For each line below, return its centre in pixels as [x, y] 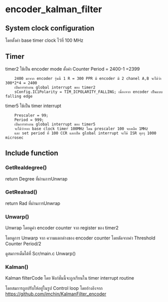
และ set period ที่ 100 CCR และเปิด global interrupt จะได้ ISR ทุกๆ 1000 [86, 133]
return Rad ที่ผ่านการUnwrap [33, 203]
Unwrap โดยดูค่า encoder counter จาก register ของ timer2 [62, 228]
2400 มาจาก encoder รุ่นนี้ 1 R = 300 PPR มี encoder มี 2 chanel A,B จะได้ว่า [88, 78]
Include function [32, 153]
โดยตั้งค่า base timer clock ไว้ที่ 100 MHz [44, 40]
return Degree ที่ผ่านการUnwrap [36, 178]
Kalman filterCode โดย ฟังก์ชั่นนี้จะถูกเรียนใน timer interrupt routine [70, 278]
